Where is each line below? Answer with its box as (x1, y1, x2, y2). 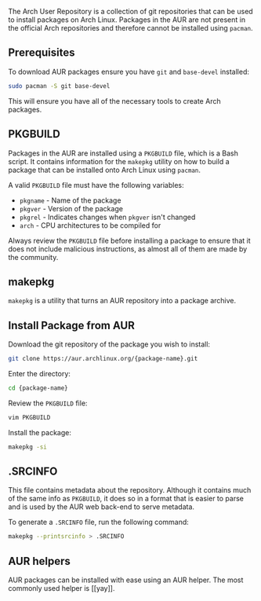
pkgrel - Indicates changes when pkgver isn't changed (19, 212, 196, 222)
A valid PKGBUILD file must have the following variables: (8, 180, 184, 189)
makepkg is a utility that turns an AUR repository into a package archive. (8, 296, 237, 306)
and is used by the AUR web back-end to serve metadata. (8, 502, 194, 511)
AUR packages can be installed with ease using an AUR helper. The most (8, 575, 244, 585)
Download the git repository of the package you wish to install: (8, 339, 210, 349)
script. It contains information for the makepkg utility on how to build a (8, 156, 230, 166)
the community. (8, 252, 59, 262)
